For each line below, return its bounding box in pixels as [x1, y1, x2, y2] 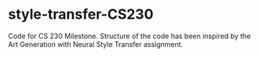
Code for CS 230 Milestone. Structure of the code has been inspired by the [8, 31, 251, 41]
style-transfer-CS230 [8, 5, 154, 23]
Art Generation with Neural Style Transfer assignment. [8, 39, 184, 48]
